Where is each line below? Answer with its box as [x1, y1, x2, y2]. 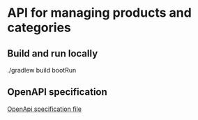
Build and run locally [7, 47, 98, 59]
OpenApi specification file [7, 105, 82, 113]
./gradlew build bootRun [7, 66, 77, 74]
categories [7, 20, 72, 36]
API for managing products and [7, 5, 192, 21]
